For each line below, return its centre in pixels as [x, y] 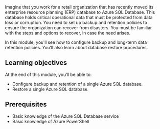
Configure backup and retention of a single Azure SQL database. [77, 84]
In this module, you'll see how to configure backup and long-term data [76, 42]
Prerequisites [26, 104]
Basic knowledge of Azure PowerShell [51, 121]
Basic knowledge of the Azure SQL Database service [65, 116]
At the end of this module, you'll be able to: [48, 74]
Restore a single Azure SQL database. [50, 89]
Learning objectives [36, 63]
